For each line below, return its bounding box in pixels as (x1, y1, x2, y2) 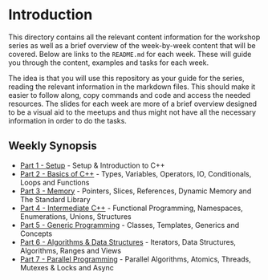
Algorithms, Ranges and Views (19, 246, 122, 255)
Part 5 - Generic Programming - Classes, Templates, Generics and (19, 220, 239, 229)
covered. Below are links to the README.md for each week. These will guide (8, 49, 252, 59)
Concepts (19, 229, 53, 238)
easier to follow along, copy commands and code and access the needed (8, 90, 251, 99)
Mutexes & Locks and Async (19, 262, 114, 272)
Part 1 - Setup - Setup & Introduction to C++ (19, 160, 165, 170)
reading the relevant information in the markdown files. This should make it (8, 82, 256, 91)
